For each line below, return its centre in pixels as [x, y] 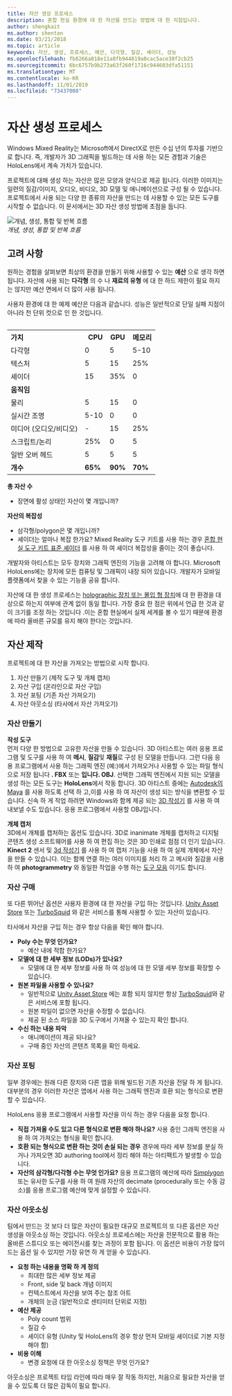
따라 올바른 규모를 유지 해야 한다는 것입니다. [73, 621]
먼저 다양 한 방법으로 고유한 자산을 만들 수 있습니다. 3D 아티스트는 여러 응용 [109, 748]
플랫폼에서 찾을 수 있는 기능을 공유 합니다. [63, 580]
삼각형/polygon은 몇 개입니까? [59, 530]
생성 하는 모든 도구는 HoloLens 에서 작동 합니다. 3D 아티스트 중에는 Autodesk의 [115, 783]
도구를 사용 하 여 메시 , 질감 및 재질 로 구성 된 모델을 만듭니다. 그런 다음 [120, 757]
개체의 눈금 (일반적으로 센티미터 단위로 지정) [87, 1301]
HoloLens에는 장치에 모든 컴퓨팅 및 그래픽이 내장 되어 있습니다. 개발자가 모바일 [114, 571]
